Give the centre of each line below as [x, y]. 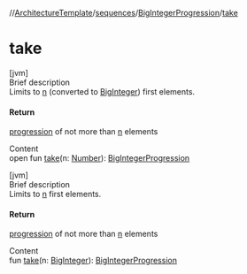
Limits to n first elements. [55, 194]
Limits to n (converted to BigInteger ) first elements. [102, 91]
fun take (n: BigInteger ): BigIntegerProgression [93, 261]
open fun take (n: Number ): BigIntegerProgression [100, 158]
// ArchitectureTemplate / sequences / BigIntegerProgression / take [124, 13]
